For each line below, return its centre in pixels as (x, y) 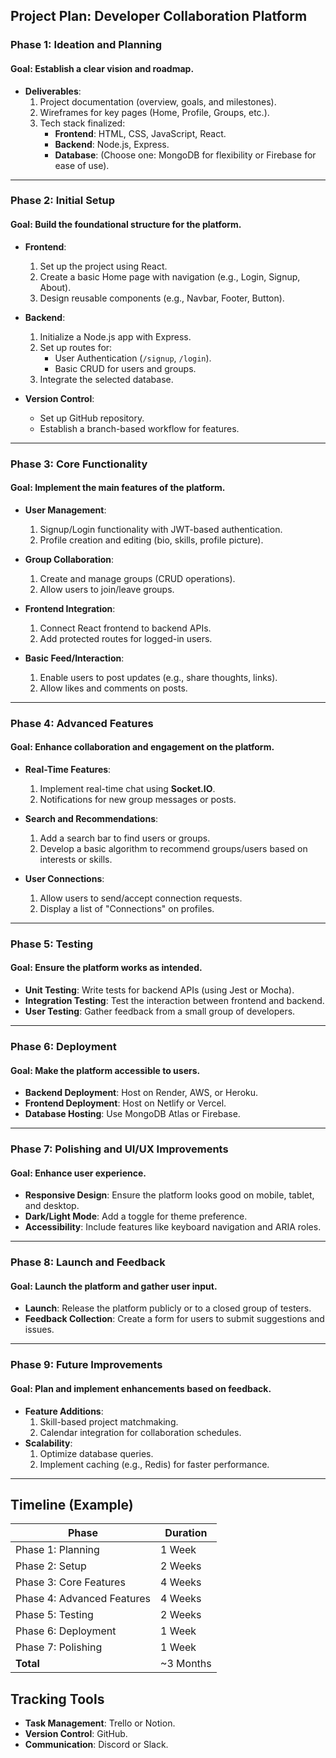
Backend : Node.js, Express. (112, 144)
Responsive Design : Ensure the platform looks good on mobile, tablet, (169, 1195)
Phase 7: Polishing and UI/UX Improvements (119, 1149)
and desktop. (52, 1206)
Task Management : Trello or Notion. (100, 1723)
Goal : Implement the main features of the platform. (118, 488)
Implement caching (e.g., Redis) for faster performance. (154, 1464)
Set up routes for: (76, 347)
